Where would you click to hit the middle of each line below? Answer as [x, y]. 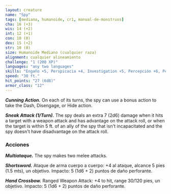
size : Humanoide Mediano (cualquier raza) [51, 52]
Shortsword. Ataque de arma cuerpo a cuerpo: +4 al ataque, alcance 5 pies [85, 165]
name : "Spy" [18, 15]
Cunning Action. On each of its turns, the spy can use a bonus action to [81, 100]
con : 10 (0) [18, 39]
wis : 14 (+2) [19, 29]
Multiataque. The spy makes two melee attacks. [56, 155]
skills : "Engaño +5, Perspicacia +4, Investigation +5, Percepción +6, [83, 72]
